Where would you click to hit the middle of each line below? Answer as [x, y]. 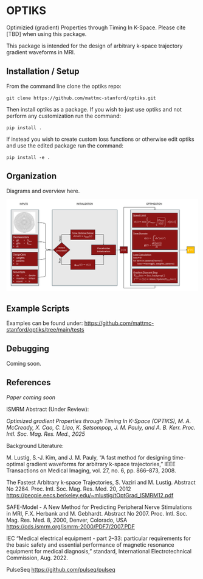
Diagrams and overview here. [43, 191]
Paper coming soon [31, 397]
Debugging [28, 349]
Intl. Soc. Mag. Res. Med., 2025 [46, 434]
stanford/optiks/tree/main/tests [45, 330]
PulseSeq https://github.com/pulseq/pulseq [61, 569]
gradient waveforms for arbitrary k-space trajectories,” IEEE [101, 464]
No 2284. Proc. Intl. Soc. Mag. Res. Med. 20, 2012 [69, 489]
